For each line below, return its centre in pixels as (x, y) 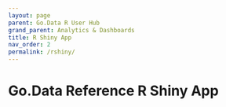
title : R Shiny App (40, 37)
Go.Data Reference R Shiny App (113, 91)
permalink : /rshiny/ (42, 52)
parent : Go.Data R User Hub (54, 23)
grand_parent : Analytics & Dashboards (71, 30)
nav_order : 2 (29, 45)
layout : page (29, 15)
